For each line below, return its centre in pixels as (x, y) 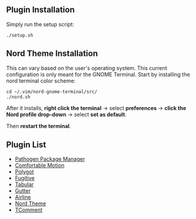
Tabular (24, 184)
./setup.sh (20, 35)
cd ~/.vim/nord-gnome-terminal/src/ (52, 92)
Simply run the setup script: (40, 24)
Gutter (23, 191)
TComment (29, 210)
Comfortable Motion (39, 165)
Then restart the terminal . (39, 126)
